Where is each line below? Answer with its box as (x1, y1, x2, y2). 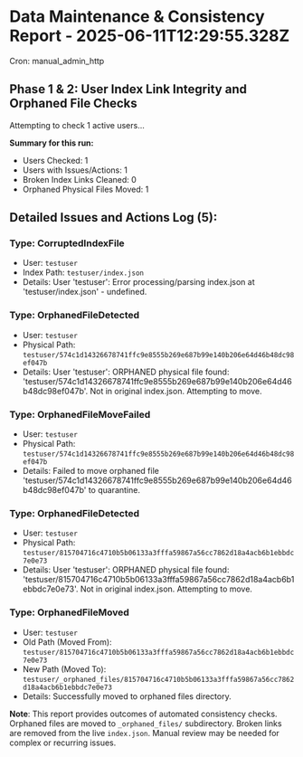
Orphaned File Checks (9, 96, 137, 111)
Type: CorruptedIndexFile (9, 237, 125, 250)
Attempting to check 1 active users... (9, 119, 145, 130)
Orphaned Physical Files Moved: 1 (22, 184, 149, 194)
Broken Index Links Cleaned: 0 (22, 174, 137, 185)
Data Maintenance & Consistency (9, 6, 265, 27)
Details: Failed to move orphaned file (22, 466, 160, 477)
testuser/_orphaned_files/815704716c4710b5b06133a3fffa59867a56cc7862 (22, 675, 295, 684)
